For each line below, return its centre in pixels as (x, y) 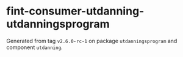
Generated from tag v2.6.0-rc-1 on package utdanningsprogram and (92, 41)
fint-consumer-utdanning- (75, 11)
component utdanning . (34, 47)
